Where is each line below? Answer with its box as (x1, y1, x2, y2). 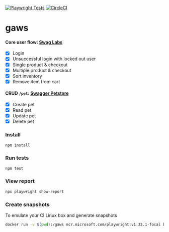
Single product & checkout (12, 62, 68, 68)
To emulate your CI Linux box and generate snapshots (5, 212, 117, 218)
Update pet (12, 113, 36, 119)
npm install (5, 143, 30, 148)
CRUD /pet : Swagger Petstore (5, 90, 69, 96)
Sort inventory (12, 73, 42, 79)
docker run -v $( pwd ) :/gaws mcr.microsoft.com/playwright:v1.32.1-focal (5, 222, 161, 227)
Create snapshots (5, 201, 50, 208)
